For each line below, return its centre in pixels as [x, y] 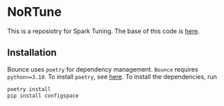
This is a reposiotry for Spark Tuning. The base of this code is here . [103, 31]
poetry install [29, 89]
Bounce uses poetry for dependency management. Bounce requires [103, 69]
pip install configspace [43, 96]
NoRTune [35, 12]
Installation [32, 53]
